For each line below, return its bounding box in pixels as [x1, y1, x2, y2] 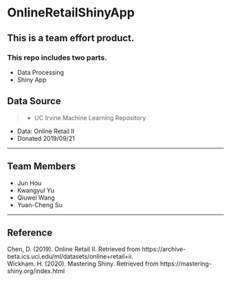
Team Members [7, 161, 76, 172]
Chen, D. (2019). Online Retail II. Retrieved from [7, 245, 141, 253]
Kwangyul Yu [16, 186, 55, 194]
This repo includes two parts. [7, 53, 108, 62]
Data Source [7, 95, 61, 107]
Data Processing [16, 68, 64, 76]
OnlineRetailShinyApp [7, 5, 135, 21]
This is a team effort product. [7, 32, 135, 44]
